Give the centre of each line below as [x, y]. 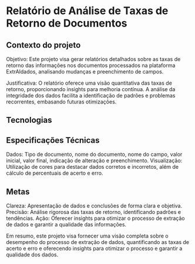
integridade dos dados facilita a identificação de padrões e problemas [91, 96]
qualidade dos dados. [32, 255]
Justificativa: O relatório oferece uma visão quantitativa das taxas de [89, 83]
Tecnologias [29, 120]
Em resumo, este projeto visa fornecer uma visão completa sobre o [87, 236]
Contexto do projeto [43, 45]
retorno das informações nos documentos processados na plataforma [91, 65]
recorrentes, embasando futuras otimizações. [61, 102]
